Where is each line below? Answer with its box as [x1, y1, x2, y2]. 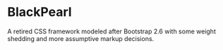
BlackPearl [7, 4, 72, 20]
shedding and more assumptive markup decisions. [7, 34, 155, 42]
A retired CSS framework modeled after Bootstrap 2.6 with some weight [7, 27, 217, 35]
